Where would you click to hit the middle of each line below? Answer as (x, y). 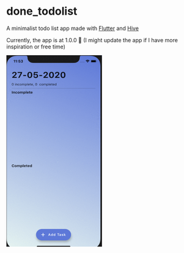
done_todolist (42, 11)
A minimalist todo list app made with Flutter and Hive (73, 28)
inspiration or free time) (36, 47)
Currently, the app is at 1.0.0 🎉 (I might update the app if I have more (92, 40)
